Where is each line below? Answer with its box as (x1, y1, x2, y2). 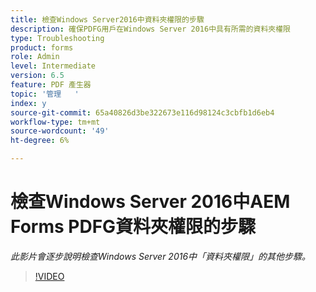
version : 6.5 (10, 71, 65, 81)
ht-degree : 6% (10, 136, 70, 146)
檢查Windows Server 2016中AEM (10, 191, 291, 213)
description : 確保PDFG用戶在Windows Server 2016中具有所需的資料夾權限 (10, 24, 291, 34)
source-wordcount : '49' (10, 126, 110, 136)
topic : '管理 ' (10, 89, 80, 99)
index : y (10, 98, 47, 108)
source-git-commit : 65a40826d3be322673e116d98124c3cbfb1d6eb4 (10, 107, 275, 118)
